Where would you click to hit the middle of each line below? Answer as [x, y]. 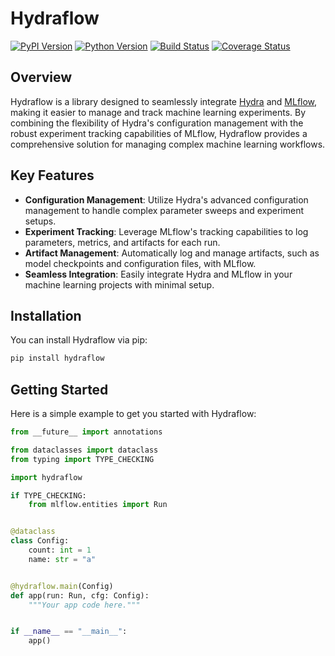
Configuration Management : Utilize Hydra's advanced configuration [166, 199]
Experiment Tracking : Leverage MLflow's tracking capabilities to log [166, 231]
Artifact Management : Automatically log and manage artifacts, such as [172, 253]
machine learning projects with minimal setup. [119, 284]
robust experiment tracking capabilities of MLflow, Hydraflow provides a [159, 133]
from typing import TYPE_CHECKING [82, 459]
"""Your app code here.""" [84, 605]
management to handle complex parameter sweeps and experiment [164, 210]
